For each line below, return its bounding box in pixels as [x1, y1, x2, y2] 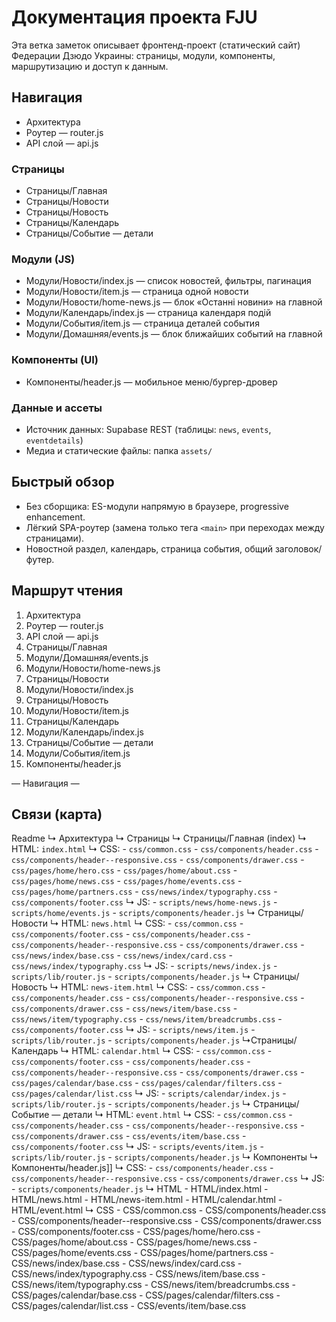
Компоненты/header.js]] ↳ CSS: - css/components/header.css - [11, 1162, 274, 1174]
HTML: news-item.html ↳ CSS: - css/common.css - [60, 981, 266, 993]
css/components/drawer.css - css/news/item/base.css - [11, 1002, 238, 1015]
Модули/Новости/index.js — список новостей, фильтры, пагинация [25, 275, 312, 287]
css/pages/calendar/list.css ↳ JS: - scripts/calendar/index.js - [11, 1087, 287, 1100]
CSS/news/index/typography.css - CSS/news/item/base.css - [11, 1268, 266, 1280]
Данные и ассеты [11, 401, 103, 415]
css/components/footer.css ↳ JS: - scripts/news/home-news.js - [11, 896, 278, 908]
